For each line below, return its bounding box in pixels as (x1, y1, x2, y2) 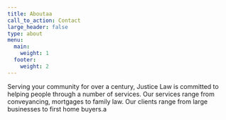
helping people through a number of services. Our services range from (7, 90, 215, 98)
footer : (14, 56, 37, 64)
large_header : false (7, 23, 69, 30)
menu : (7, 37, 23, 44)
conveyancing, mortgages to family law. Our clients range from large (7, 97, 208, 106)
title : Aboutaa (7, 10, 53, 18)
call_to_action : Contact (7, 17, 81, 24)
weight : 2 (20, 63, 50, 70)
